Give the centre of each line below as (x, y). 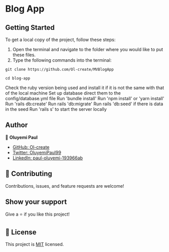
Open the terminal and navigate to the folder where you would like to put (88, 49)
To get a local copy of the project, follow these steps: (61, 39)
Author (16, 125)
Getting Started (30, 28)
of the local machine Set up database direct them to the (63, 93)
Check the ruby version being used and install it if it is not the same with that (85, 88)
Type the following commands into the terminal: (62, 60)
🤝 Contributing (29, 174)
